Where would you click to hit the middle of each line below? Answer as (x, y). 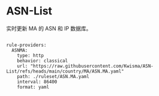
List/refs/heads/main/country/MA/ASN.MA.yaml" (65, 71)
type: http (30, 55)
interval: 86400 (37, 82)
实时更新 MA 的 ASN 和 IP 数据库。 (49, 28)
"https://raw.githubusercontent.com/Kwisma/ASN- (92, 66)
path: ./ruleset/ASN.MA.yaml (53, 76)
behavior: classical (42, 61)
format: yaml (33, 87)
